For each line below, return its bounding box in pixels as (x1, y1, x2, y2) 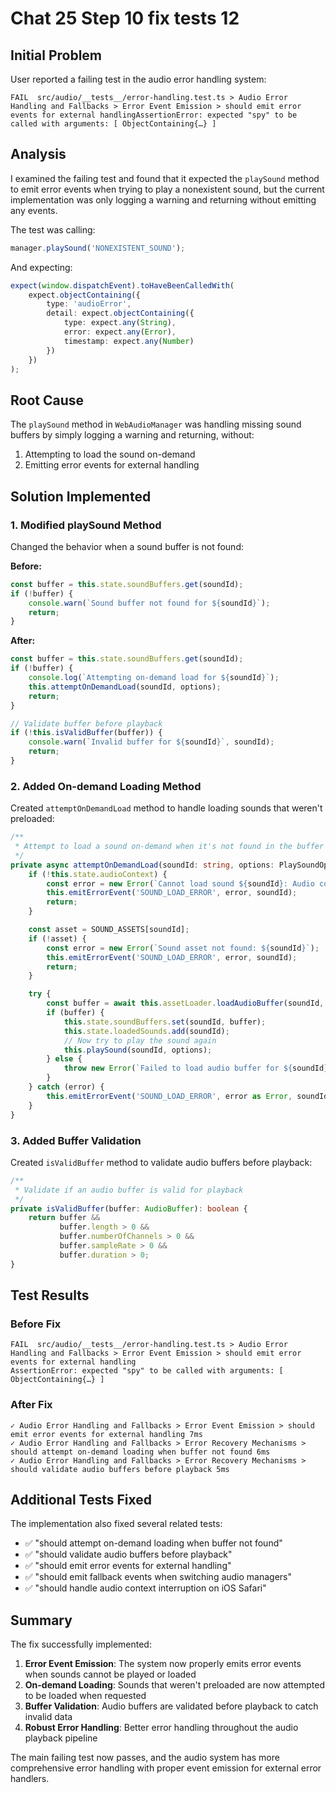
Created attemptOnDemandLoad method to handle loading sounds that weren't (10, 802, 323, 814)
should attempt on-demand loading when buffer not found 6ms (10, 1447, 271, 1457)
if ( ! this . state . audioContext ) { (28, 869, 168, 879)
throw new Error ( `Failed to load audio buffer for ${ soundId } (63, 1063, 329, 1074)
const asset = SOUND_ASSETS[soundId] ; (28, 925, 190, 935)
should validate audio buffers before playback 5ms (10, 1464, 230, 1474)
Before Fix (10, 1317, 62, 1331)
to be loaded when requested (24, 1690, 147, 1702)
